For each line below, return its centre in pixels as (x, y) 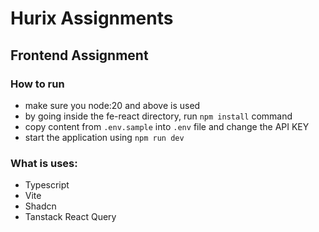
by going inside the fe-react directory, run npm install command (158, 116)
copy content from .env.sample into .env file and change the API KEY (167, 126)
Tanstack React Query (70, 217)
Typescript (47, 185)
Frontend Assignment (79, 55)
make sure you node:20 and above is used (112, 105)
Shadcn (40, 206)
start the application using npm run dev (104, 137)
